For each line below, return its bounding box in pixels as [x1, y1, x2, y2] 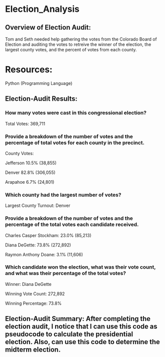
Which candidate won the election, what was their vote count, [5, 264, 156, 271]
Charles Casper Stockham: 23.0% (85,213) [5, 232, 92, 238]
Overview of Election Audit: [5, 23, 91, 32]
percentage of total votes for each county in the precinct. [5, 139, 145, 146]
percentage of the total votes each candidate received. [5, 221, 139, 228]
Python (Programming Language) [5, 80, 73, 86]
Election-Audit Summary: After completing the [5, 315, 151, 323]
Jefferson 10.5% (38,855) [5, 159, 57, 166]
